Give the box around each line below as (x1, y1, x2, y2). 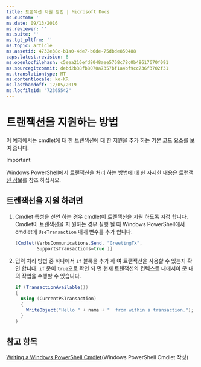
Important (6, 156, 31, 163)
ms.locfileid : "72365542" (6, 88, 71, 94)
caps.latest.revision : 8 (6, 54, 69, 60)
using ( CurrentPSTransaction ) (21, 296, 97, 302)
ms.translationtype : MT (6, 71, 66, 77)
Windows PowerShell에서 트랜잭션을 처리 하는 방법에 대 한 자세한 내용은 (6, 169, 178, 176)
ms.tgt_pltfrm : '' (6, 37, 53, 43)
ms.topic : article (6, 43, 53, 49)
